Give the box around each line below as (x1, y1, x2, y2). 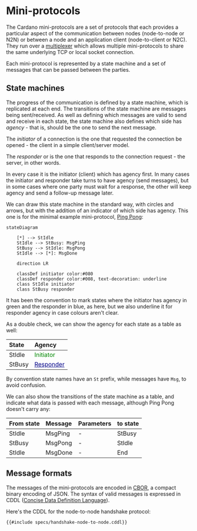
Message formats (6, 469, 72, 479)
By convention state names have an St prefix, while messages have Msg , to (6, 375, 186, 382)
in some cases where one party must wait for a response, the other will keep (6, 183, 192, 190)
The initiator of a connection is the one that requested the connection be (6, 135, 182, 142)
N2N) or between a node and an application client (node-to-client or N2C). (6, 36, 187, 43)
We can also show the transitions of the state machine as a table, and (6, 393, 175, 400)
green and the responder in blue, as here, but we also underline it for (6, 303, 173, 310)
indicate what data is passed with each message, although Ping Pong (6, 399, 175, 406)
